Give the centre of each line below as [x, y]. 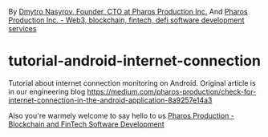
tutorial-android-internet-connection [134, 61]
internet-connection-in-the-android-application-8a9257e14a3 [110, 100]
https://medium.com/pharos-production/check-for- [172, 91]
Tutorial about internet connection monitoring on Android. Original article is [132, 83]
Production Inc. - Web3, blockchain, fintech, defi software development [126, 20]
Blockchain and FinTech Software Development [86, 124]
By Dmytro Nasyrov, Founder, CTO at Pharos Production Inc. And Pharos [128, 12]
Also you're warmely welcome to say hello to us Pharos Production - [122, 115]
